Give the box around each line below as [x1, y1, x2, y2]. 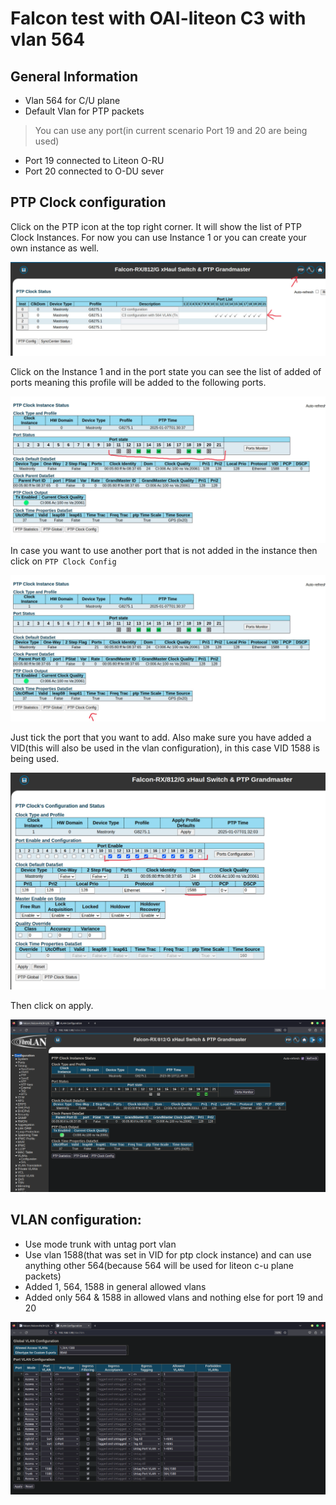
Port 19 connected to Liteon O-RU [24, 155, 165, 166]
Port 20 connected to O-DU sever [24, 165, 165, 177]
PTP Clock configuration [10, 194, 167, 211]
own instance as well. [10, 242, 100, 254]
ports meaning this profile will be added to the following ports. [10, 377, 267, 389]
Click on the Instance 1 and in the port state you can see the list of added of [10, 366, 322, 378]
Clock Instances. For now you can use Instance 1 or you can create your [10, 231, 307, 243]
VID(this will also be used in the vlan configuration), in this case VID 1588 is [10, 742, 320, 754]
